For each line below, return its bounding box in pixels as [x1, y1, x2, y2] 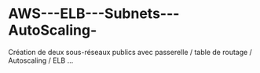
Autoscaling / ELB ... [8, 56, 74, 65]
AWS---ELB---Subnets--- [8, 5, 180, 23]
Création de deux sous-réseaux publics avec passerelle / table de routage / [8, 47, 253, 57]
